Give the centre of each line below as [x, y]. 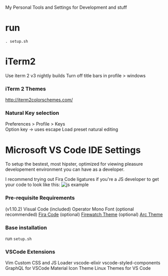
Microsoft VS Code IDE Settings [73, 150]
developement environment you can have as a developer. [65, 169]
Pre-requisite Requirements [40, 198]
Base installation [26, 227]
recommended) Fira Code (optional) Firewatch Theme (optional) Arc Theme [84, 214]
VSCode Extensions [30, 252]
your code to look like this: [33, 185]
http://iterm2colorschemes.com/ [39, 100]
